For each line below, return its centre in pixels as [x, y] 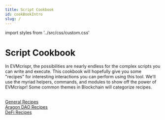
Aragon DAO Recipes [26, 107]
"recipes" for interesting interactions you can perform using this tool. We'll [81, 77]
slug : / [13, 19]
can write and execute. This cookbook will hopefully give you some [73, 71]
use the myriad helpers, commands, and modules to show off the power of [81, 82]
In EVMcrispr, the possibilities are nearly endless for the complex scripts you [83, 66]
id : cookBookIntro [24, 14]
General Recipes [22, 102]
